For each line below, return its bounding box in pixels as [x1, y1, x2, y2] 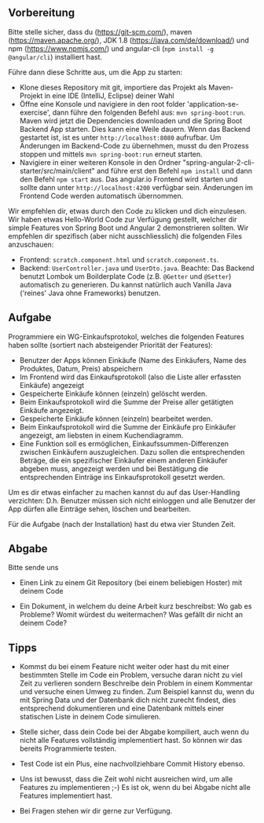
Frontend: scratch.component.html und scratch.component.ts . [19, 254, 219, 264]
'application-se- [187, 99, 240, 108]
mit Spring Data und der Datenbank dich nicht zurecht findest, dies [19, 695, 236, 705]
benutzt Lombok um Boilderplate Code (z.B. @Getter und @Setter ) [19, 271, 232, 281]
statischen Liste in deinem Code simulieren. [19, 712, 161, 722]
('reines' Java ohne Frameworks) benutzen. [19, 288, 161, 298]
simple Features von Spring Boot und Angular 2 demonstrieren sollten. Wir [8, 223, 249, 232]
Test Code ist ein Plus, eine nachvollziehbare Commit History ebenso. [19, 759, 245, 769]
